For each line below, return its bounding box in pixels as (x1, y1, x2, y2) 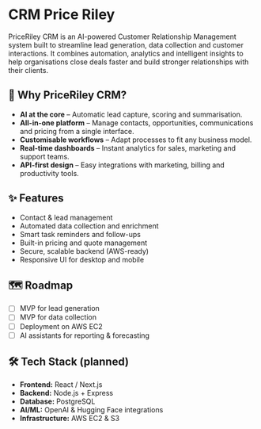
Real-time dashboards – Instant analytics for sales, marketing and (19, 143, 236, 152)
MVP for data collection (19, 312, 97, 322)
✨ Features (8, 192, 64, 205)
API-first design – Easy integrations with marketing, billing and (19, 160, 225, 170)
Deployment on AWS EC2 (19, 321, 103, 331)
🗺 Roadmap (8, 278, 74, 292)
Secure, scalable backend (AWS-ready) (19, 246, 149, 255)
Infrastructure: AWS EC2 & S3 (19, 414, 120, 423)
